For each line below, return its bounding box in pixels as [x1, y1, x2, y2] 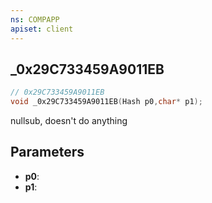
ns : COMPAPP [10, 14, 60, 25]
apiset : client [10, 24, 74, 34]
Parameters [10, 144, 85, 161]
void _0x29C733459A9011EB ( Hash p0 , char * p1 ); [10, 97, 203, 107]
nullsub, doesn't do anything [10, 115, 128, 127]
